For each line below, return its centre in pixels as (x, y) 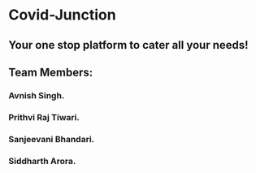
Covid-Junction (62, 15)
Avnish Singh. (37, 95)
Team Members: (51, 72)
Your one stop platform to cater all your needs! (129, 45)
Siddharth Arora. (42, 161)
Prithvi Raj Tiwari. (44, 117)
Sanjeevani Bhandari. (52, 139)
